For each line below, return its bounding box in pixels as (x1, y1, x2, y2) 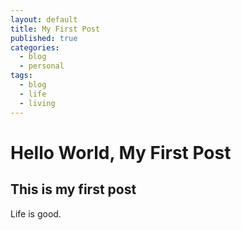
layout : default (10, 14, 78, 25)
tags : (10, 71, 33, 81)
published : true (10, 33, 78, 43)
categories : (10, 42, 60, 53)
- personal (19, 61, 65, 71)
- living (19, 98, 56, 108)
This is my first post (10, 181, 137, 198)
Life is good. (10, 207, 62, 220)
